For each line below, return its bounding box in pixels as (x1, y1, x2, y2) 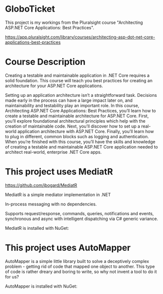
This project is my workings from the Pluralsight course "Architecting (5, 19, 143, 25)
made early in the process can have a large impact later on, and (5, 97, 133, 103)
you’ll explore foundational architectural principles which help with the (5, 118, 146, 124)
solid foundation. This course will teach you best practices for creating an (5, 77, 153, 83)
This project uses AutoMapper (5, 242, 131, 253)
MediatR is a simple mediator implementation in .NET (5, 191, 111, 198)
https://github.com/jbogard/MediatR (5, 182, 77, 188)
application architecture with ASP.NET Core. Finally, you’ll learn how (17, 128, 154, 134)
